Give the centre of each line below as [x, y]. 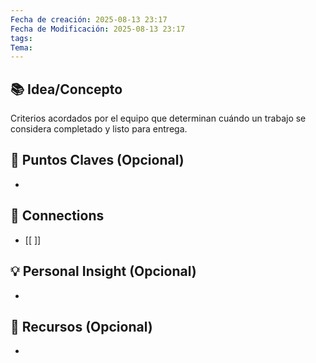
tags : [21, 38]
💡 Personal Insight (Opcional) [103, 271]
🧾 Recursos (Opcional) [81, 326]
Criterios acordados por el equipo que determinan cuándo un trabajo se [158, 118]
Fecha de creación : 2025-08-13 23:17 [89, 19]
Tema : [21, 47]
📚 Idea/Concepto [66, 89]
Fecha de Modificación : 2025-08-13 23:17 [98, 29]
